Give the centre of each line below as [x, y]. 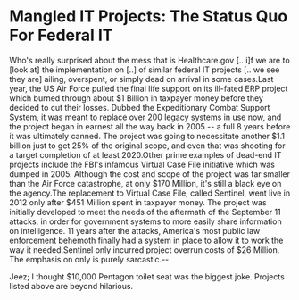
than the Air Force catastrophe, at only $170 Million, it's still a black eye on [145, 183]
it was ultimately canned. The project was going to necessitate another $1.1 [147, 136]
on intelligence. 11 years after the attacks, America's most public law [135, 230]
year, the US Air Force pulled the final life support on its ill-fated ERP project [149, 88]
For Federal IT [61, 35]
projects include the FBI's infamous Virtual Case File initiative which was [142, 164]
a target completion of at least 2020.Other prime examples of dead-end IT [145, 154]
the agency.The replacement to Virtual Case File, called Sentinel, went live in [150, 193]
